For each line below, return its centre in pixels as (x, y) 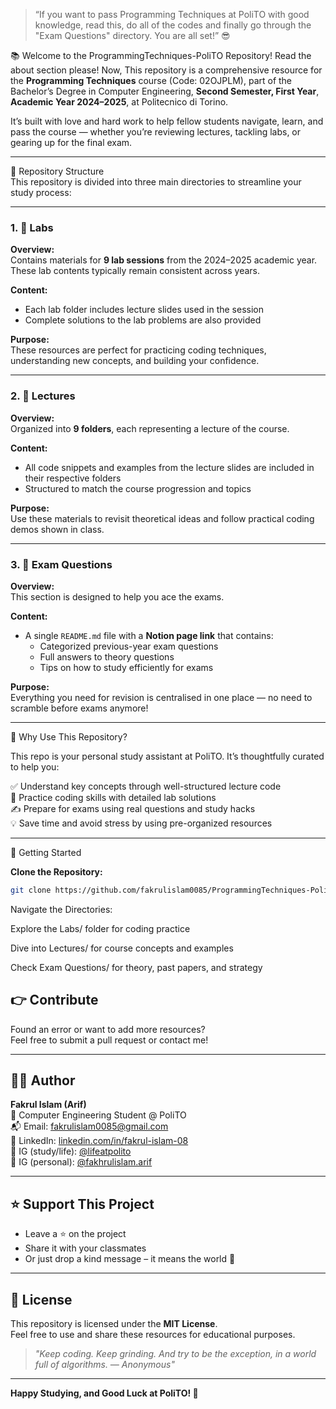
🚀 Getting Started (46, 852)
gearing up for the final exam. (71, 142)
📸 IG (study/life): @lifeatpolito (71, 1151)
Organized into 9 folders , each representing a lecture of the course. (150, 428)
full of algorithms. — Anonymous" (104, 1365)
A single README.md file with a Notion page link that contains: (149, 635)
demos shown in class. (57, 529)
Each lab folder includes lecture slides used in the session (144, 310)
